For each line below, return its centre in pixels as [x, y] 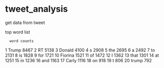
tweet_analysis [36, 9]
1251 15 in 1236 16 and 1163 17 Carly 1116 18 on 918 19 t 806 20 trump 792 [78, 60]
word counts [22, 41]
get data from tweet [25, 23]
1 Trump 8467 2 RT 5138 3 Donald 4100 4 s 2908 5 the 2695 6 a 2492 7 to [80, 50]
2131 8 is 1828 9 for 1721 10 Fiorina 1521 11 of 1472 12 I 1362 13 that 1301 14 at [82, 55]
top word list [18, 32]
